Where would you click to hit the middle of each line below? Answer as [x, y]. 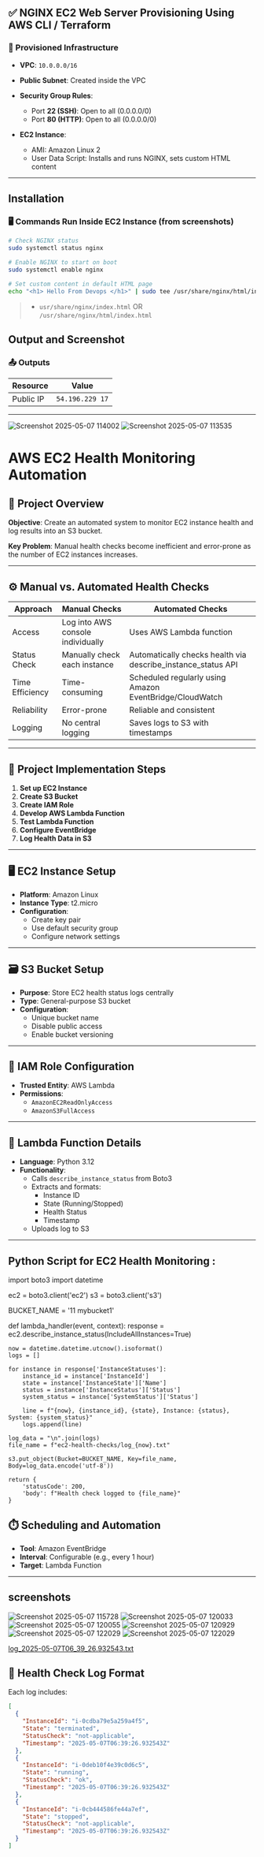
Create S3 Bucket [49, 796]
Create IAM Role [47, 804]
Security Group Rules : [56, 95]
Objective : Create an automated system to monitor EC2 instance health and [131, 523]
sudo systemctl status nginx [56, 248]
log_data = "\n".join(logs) [54, 1438]
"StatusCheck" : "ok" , [57, 1780]
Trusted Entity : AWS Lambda [67, 1085]
